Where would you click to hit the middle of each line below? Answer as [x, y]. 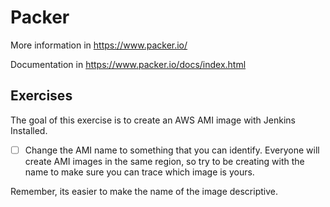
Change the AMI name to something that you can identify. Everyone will [172, 150]
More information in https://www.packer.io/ [99, 45]
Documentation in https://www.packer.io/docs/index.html [128, 64]
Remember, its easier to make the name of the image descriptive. [144, 191]
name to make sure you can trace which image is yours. [139, 172]
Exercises [41, 96]
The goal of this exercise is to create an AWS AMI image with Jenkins [153, 120]
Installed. [29, 130]
